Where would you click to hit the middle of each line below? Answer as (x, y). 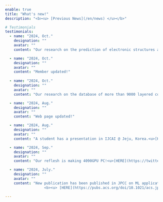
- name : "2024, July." (32, 170)
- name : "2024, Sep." (31, 147)
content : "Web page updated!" (44, 116)
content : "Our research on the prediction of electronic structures (84, 50)
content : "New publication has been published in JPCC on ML (77, 183)
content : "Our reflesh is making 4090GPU (56, 161)
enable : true (18, 9)
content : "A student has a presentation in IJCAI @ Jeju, (73, 139)
